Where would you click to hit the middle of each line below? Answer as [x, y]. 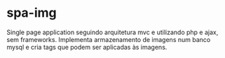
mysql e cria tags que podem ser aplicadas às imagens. [87, 47]
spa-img [32, 13]
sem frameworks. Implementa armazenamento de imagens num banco [109, 39]
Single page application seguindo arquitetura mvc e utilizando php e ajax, [112, 32]
